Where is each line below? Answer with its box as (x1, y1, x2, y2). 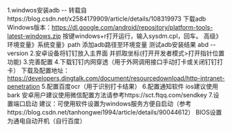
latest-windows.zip (7, 32, 61, 40)
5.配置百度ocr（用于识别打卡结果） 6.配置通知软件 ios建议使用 (41, 82, 219, 90)
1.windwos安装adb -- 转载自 (7, 6, 88, 14)
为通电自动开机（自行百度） (7, 117, 86, 125)
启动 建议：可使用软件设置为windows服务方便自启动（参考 (25, 99, 192, 108)
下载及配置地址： (20, 66, 70, 74)
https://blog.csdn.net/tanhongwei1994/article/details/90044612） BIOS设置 (7, 108, 222, 116)
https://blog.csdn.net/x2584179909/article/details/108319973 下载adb (7, 14, 206, 23)
